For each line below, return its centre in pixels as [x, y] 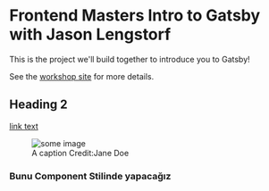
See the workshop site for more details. [82, 76]
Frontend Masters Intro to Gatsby [135, 16]
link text [24, 126]
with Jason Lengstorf [90, 34]
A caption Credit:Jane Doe [80, 153]
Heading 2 [39, 105]
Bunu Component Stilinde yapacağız [90, 176]
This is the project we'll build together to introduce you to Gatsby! [130, 59]
